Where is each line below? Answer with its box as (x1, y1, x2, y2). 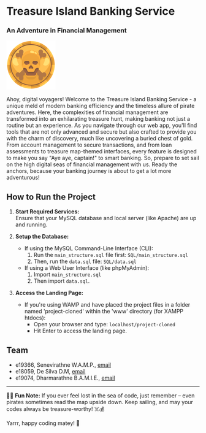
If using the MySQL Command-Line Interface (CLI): (24, 245, 153, 252)
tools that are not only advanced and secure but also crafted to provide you (6, 128, 197, 136)
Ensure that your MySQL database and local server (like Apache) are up (15, 215, 197, 222)
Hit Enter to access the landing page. (33, 327, 128, 335)
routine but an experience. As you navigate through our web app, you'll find (6, 121, 197, 129)
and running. (15, 221, 48, 228)
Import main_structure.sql (33, 271, 102, 278)
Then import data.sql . (33, 277, 90, 285)
